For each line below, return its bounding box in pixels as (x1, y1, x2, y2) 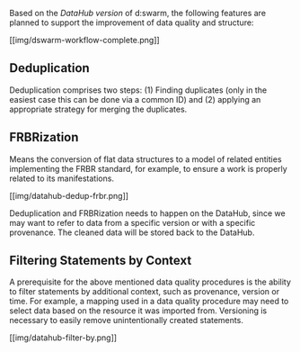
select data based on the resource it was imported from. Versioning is (9, 305, 268, 316)
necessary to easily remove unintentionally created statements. (9, 315, 244, 326)
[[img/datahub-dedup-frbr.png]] (9, 190, 128, 201)
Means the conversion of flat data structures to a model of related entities (9, 153, 282, 165)
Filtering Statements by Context (9, 253, 192, 268)
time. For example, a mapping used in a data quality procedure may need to (9, 296, 289, 307)
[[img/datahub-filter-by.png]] (9, 332, 118, 343)
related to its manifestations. (9, 173, 115, 184)
